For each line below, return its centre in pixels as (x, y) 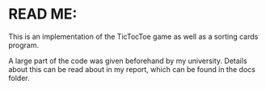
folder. (19, 78)
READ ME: (43, 14)
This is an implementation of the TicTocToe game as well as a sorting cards (133, 36)
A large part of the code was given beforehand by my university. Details (128, 61)
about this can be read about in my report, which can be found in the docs (132, 69)
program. (24, 44)
